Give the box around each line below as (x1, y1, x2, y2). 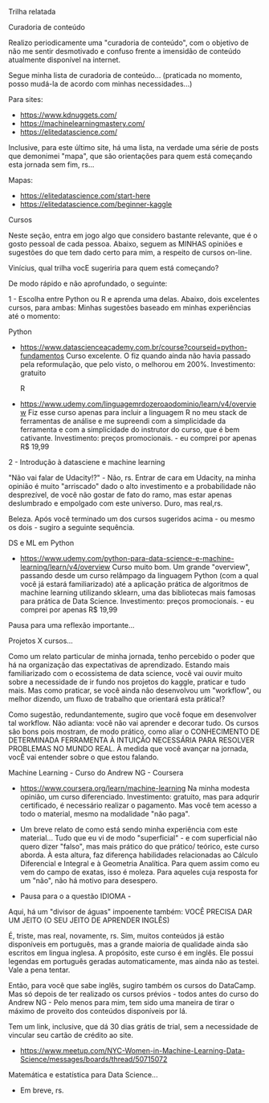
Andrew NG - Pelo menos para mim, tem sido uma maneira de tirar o (8, 998, 235, 1007)
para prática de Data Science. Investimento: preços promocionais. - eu (19, 596, 255, 605)
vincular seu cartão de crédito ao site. (8, 1031, 134, 1040)
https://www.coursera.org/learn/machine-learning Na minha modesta (19, 783, 251, 793)
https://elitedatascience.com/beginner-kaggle (19, 200, 173, 209)
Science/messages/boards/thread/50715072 (19, 1055, 168, 1064)
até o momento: (8, 311, 60, 320)
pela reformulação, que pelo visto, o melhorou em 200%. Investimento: (19, 360, 255, 368)
